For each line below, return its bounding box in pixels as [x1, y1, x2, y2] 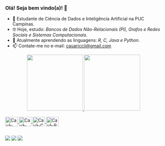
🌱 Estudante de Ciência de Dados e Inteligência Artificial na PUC [12, 16, 145, 22]
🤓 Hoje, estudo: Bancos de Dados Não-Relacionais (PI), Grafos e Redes [12, 26, 161, 32]
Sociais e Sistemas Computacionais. [12, 32, 88, 38]
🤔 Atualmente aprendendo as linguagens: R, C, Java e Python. [12, 37, 140, 43]
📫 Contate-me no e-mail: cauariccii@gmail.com [12, 43, 112, 49]
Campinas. [12, 21, 35, 27]
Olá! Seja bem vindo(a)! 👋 [5, 4, 68, 11]
